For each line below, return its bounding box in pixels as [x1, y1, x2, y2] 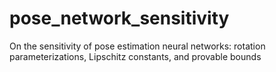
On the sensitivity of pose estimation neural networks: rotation [9, 40, 266, 52]
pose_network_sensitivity [9, 7, 230, 30]
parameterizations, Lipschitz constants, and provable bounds [9, 50, 262, 62]
